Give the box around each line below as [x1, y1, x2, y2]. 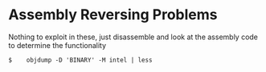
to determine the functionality [8, 40, 107, 50]
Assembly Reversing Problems [8, 6, 218, 24]
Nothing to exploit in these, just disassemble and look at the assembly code [8, 32, 259, 42]
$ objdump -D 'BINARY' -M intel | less [8, 56, 153, 64]
